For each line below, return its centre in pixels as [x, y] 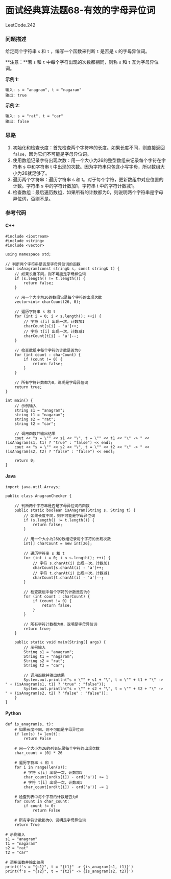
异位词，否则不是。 [33, 198]
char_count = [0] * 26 [39, 753]
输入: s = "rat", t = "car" [34, 116]
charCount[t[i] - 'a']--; [51, 336]
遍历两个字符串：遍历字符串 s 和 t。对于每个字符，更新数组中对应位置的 [88, 179]
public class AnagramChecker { [39, 496]
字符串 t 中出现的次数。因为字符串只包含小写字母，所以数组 [98, 167]
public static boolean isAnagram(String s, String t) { [75, 510]
